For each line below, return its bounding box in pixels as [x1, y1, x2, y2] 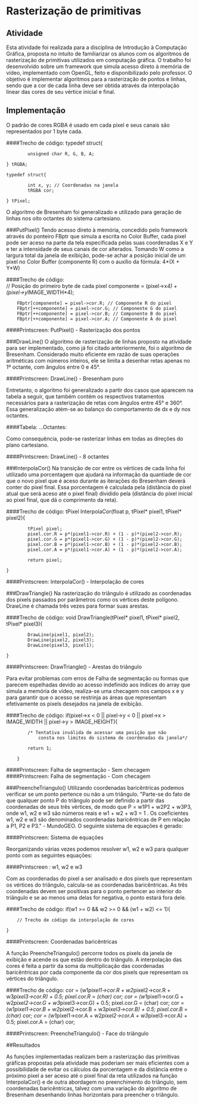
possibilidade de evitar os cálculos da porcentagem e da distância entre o [6, 1065, 188, 1073]
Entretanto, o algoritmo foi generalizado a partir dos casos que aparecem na [6, 387, 194, 394]
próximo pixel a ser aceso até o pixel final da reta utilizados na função [6, 1072, 178, 1079]
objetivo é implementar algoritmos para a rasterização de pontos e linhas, [6, 76, 187, 82]
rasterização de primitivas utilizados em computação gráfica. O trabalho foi [6, 57, 191, 63]
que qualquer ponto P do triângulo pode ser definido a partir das [6, 796, 165, 804]
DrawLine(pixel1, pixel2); [27, 631, 95, 637]
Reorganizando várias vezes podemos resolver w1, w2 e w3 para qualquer [6, 845, 189, 852]
